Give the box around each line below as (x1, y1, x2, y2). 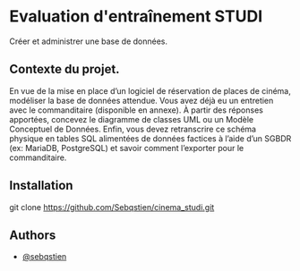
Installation (9, 178, 73, 193)
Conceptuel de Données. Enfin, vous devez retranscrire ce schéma (9, 123, 257, 134)
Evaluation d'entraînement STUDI (9, 6, 262, 27)
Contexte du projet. (9, 62, 120, 77)
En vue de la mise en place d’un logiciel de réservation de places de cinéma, (9, 85, 291, 96)
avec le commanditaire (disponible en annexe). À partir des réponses (9, 105, 264, 115)
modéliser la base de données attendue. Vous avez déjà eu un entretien (9, 95, 274, 106)
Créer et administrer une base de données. (9, 36, 168, 47)
